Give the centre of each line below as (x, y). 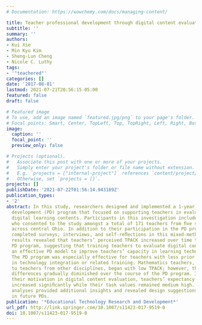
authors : (17, 40)
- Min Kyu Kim (24, 51)
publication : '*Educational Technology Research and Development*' (93, 302)
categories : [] (25, 79)
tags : (13, 67)
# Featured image (28, 112)
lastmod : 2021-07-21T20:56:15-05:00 (52, 90)
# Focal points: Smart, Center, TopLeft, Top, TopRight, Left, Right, (96, 123)
